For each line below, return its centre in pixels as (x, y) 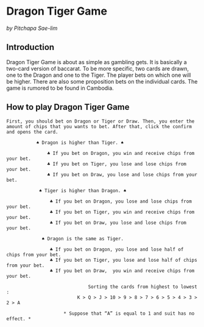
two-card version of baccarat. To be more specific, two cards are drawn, (98, 68)
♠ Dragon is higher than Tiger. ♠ (80, 142)
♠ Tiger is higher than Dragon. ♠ (83, 190)
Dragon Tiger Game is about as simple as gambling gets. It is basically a (97, 62)
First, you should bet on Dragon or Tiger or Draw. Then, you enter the (100, 121)
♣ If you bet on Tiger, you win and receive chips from (122, 212)
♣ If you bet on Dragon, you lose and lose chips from (121, 201)
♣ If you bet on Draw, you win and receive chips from (122, 271)
